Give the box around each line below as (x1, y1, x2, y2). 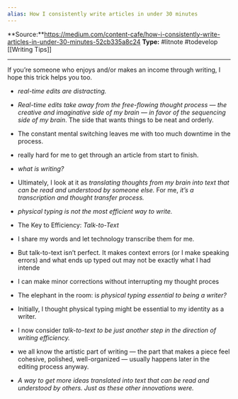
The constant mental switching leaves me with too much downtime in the (17, 129, 232, 138)
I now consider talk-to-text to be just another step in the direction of (17, 326, 217, 334)
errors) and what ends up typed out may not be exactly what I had (17, 256, 211, 264)
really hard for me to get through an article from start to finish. (17, 151, 199, 159)
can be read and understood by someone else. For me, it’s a (17, 185, 194, 194)
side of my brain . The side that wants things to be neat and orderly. (17, 115, 214, 124)
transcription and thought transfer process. (17, 193, 144, 202)
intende (17, 263, 40, 272)
